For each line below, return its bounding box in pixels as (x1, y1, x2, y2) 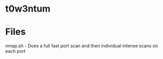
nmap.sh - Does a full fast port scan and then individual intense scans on (5, 43, 158, 49)
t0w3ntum (5, 3, 51, 15)
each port (5, 48, 26, 54)
